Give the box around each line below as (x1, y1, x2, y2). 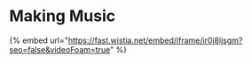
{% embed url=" (9, 35, 69, 45)
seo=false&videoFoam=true (9, 44, 111, 54)
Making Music (9, 6, 116, 26)
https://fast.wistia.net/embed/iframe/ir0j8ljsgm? (67, 35, 243, 45)
